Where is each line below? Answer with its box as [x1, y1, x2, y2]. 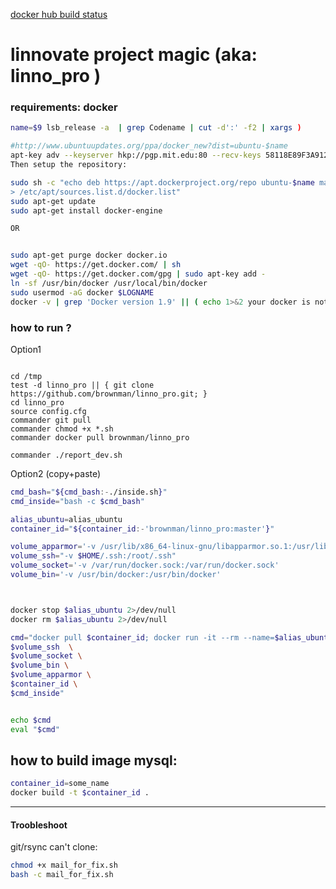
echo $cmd [10, 715, 52, 725]
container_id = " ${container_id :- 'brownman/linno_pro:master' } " [10, 524, 275, 534]
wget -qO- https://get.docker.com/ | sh [10, 260, 182, 270]
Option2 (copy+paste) [10, 467, 102, 479]
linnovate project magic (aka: [10, 44, 258, 66]
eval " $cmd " [10, 724, 60, 734]
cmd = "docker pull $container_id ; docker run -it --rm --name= [10, 632, 275, 643]
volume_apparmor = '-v [10, 542, 97, 552]
